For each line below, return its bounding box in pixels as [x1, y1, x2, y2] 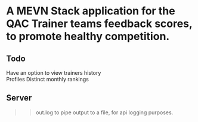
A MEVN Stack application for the [6, 4, 175, 18]
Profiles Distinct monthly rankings [6, 76, 89, 83]
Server [6, 93, 32, 103]
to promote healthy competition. [6, 30, 170, 43]
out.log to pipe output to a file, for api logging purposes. [35, 109, 174, 116]
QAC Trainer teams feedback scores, [6, 17, 193, 30]
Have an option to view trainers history [6, 69, 101, 76]
